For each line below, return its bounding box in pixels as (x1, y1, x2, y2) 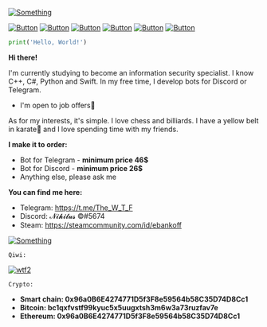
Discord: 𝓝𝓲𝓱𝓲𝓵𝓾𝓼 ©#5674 (19, 211, 105, 220)
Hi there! (8, 53, 38, 62)
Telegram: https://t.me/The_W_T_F (19, 203, 133, 212)
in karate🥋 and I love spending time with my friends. (8, 124, 179, 134)
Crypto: (8, 280, 34, 288)
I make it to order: (8, 139, 68, 149)
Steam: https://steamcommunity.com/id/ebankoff (19, 220, 182, 230)
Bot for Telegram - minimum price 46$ (19, 155, 149, 165)
